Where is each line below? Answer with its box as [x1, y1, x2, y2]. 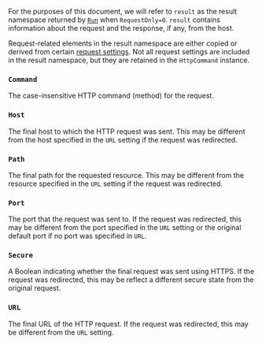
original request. [8, 284, 61, 293]
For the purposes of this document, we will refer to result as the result [8, 7, 238, 16]
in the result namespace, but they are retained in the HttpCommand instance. [8, 55, 250, 65]
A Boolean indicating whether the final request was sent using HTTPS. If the [8, 267, 255, 276]
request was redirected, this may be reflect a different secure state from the [8, 275, 254, 284]
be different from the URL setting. [8, 327, 114, 337]
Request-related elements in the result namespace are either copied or [8, 39, 238, 48]
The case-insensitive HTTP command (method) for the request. [8, 91, 215, 101]
